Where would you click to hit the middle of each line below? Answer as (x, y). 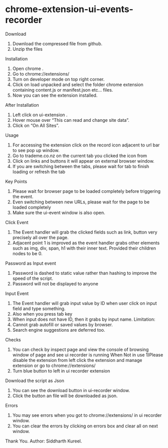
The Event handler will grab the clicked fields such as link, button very (85, 232)
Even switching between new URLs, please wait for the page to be (81, 202)
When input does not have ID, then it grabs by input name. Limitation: (84, 319)
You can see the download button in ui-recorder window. (71, 390)
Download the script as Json (35, 381)
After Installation (22, 105)
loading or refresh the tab (39, 172)
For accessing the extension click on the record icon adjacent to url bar (86, 145)
